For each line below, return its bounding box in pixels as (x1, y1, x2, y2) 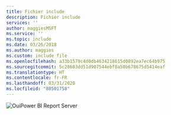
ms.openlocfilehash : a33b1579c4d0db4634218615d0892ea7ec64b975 (6, 58, 166, 64)
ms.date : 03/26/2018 (6, 42, 57, 48)
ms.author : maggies (6, 47, 54, 53)
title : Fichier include (6, 8, 65, 15)
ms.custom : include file (6, 53, 67, 59)
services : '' (6, 20, 38, 25)
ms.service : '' (6, 31, 44, 37)
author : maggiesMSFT (6, 25, 57, 31)
